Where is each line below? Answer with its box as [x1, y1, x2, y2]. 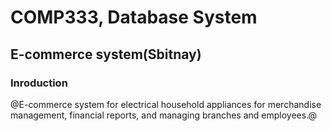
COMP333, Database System [10, 6, 258, 29]
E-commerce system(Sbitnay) [10, 46, 202, 63]
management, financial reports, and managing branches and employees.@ [10, 109, 318, 121]
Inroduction [10, 76, 68, 90]
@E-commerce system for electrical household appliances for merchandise [10, 98, 322, 110]
